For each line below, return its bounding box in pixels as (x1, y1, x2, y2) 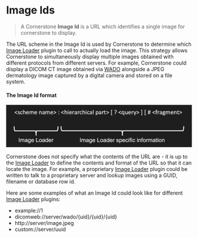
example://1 (14, 207, 43, 214)
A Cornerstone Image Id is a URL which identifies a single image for (20, 23, 185, 30)
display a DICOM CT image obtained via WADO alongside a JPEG (6, 65, 165, 72)
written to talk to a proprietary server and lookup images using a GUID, (6, 172, 178, 179)
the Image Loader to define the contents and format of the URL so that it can (6, 159, 192, 166)
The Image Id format (6, 92, 57, 99)
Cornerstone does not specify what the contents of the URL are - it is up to (6, 153, 188, 160)
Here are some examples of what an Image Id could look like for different (6, 189, 183, 197)
